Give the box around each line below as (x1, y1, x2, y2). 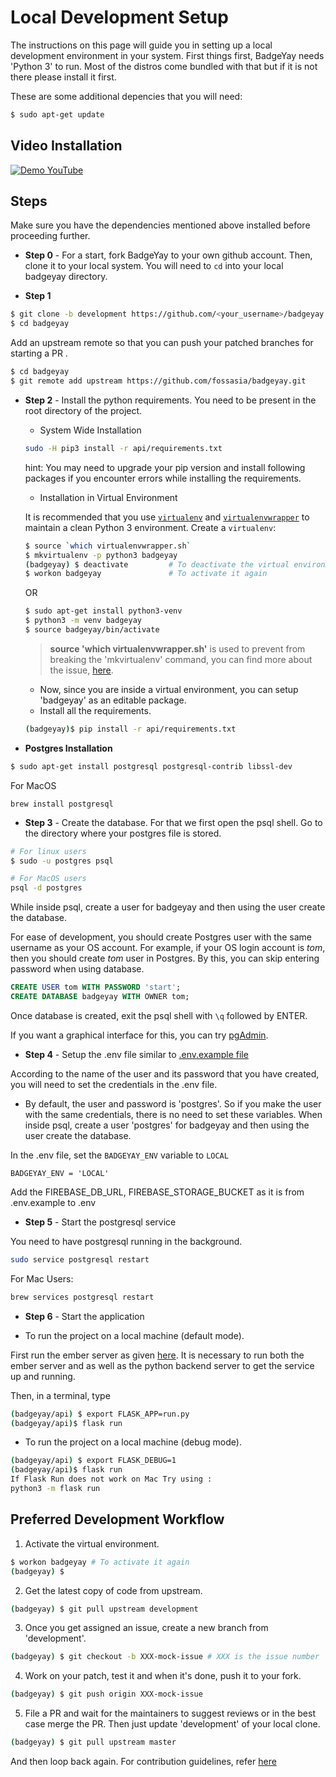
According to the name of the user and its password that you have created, (10, 1067, 320, 1080)
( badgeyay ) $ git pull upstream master (10, 1737, 177, 1748)
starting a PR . (10, 347, 68, 360)
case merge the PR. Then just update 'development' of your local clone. (24, 1718, 321, 1730)
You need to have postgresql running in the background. (10, 1235, 243, 1247)
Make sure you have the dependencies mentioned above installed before (10, 219, 311, 231)
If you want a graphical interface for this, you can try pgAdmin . (10, 1029, 269, 1041)
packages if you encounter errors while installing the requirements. (24, 472, 302, 484)
